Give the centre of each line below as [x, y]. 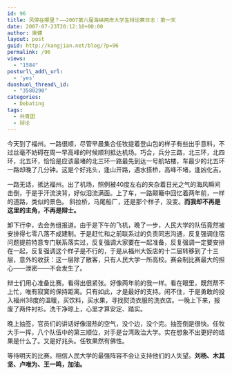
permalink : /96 [29, 53]
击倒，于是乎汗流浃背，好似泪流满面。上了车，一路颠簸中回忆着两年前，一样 [116, 193]
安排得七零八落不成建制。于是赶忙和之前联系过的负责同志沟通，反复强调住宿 [116, 233]
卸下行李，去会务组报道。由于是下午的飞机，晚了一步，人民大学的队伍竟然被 [116, 225]
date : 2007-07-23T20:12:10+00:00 [55, 26]
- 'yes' [25, 78]
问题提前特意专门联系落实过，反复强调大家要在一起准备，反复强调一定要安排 [116, 242]
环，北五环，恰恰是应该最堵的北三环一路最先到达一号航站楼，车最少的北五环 [116, 161]
